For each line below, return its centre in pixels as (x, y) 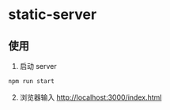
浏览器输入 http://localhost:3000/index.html (91, 97)
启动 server (38, 66)
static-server (53, 15)
